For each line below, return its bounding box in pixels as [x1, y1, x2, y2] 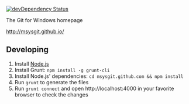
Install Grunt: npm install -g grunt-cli [14, 66, 110, 73]
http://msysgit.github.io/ [6, 28, 64, 35]
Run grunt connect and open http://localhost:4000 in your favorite [14, 85, 174, 92]
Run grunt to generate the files [14, 78, 89, 85]
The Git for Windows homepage [6, 17, 83, 23]
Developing [6, 45, 49, 55]
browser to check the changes [14, 91, 89, 98]
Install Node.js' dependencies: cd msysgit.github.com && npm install [14, 73, 184, 80]
